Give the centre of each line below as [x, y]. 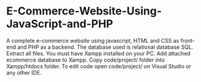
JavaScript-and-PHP [60, 24]
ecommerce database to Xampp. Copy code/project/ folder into [86, 60]
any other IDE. [24, 72]
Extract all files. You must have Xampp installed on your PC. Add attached [98, 53]
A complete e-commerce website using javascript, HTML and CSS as [93, 40]
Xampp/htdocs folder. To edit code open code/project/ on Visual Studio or [99, 66]
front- [188, 40]
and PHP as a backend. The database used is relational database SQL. [105, 47]
